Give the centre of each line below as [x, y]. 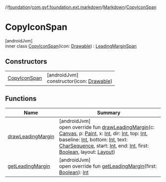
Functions [21, 99]
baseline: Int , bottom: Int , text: [93, 139]
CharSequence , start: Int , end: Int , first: [104, 145]
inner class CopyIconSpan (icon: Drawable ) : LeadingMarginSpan [71, 46]
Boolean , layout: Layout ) [87, 152]
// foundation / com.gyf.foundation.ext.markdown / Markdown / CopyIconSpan [81, 7]
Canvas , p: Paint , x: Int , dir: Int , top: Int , [104, 133]
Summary [109, 112]
